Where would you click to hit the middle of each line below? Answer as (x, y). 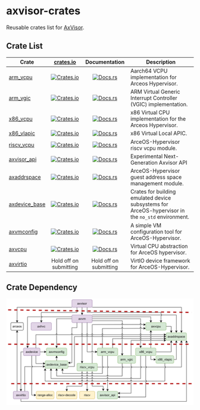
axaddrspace (25, 177)
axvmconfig (23, 231)
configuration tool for (156, 231)
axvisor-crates (43, 11)
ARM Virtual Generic (155, 92)
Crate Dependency (42, 287)
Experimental (146, 156)
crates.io (65, 62)
